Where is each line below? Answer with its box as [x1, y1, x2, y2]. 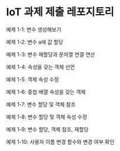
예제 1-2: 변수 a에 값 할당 [6, 38, 64, 45]
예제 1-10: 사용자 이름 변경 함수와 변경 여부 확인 [6, 138, 115, 145]
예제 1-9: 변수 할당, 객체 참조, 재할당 [6, 126, 89, 133]
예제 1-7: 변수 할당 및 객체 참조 [6, 100, 76, 108]
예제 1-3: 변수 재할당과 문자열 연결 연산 [6, 51, 95, 58]
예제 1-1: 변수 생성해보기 [6, 26, 62, 33]
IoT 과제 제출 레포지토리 [6, 5, 115, 19]
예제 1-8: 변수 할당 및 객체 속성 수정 [6, 113, 87, 120]
